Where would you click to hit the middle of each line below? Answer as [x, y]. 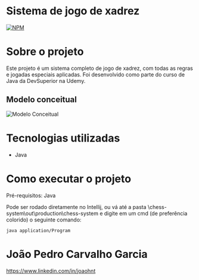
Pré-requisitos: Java [31, 195]
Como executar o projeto [69, 179]
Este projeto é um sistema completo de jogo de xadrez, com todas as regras [100, 68]
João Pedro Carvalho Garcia [77, 254]
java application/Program [38, 230]
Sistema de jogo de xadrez [73, 11]
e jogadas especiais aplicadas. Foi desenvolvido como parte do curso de [96, 74]
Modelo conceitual [42, 100]
